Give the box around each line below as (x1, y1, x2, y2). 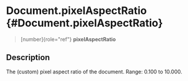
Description (6, 52, 50, 62)
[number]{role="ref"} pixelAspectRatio (20, 36, 116, 43)
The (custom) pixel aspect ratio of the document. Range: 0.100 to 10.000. (6, 68, 183, 75)
